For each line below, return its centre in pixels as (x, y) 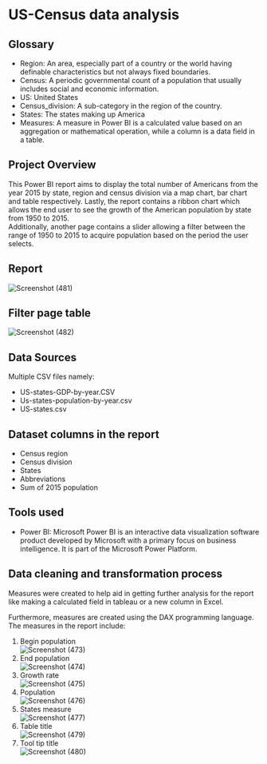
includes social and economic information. (89, 89)
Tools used (36, 513)
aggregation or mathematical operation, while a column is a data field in (137, 131)
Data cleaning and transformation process (116, 574)
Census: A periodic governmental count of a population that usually (130, 80)
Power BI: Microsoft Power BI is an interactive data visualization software (139, 531)
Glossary (31, 44)
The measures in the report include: (67, 626)
